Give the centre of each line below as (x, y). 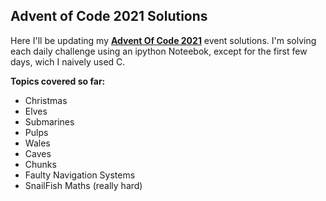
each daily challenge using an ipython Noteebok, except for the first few (159, 51)
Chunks (40, 164)
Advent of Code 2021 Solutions (109, 16)
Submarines (49, 121)
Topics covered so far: (58, 81)
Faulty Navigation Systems (80, 175)
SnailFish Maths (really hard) (83, 185)
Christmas (46, 100)
